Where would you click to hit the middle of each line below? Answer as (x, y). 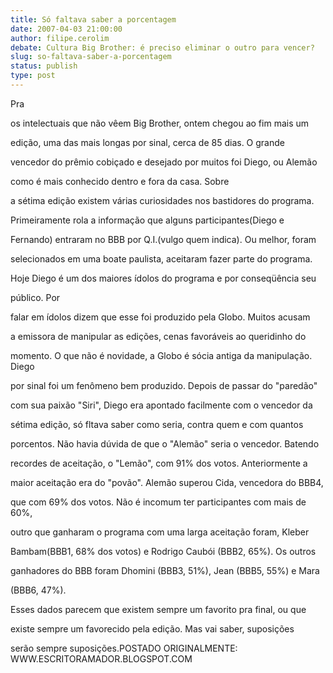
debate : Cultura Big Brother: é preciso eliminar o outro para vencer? (162, 47)
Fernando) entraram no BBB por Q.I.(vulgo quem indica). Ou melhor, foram (163, 239)
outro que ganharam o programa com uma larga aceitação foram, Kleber (160, 532)
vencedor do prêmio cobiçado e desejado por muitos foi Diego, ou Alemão (164, 162)
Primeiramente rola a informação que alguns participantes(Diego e (147, 220)
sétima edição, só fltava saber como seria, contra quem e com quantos (157, 424)
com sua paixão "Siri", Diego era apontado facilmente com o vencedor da (161, 405)
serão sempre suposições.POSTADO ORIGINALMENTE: (124, 648)
